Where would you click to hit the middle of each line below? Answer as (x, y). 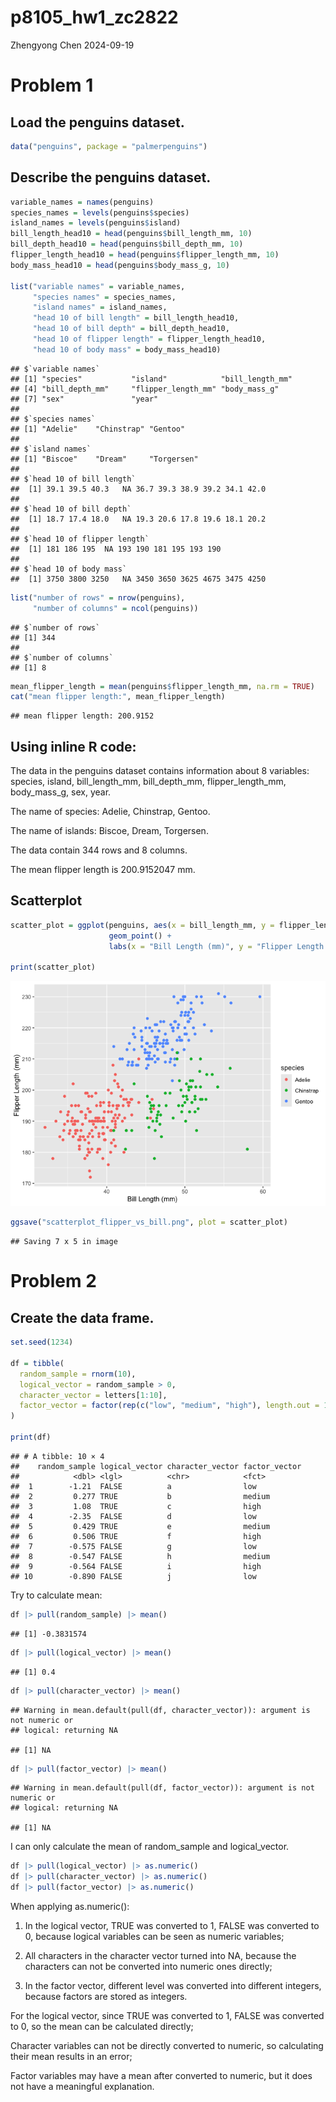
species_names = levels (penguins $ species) (100, 212)
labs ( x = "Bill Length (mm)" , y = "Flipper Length (216, 946)
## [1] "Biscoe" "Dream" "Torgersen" (104, 459)
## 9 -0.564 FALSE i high (136, 1566)
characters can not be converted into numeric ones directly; (148, 1966)
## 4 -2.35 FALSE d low (133, 1516)
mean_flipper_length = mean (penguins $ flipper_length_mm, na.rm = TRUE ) (162, 686)
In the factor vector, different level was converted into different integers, (173, 1985)
